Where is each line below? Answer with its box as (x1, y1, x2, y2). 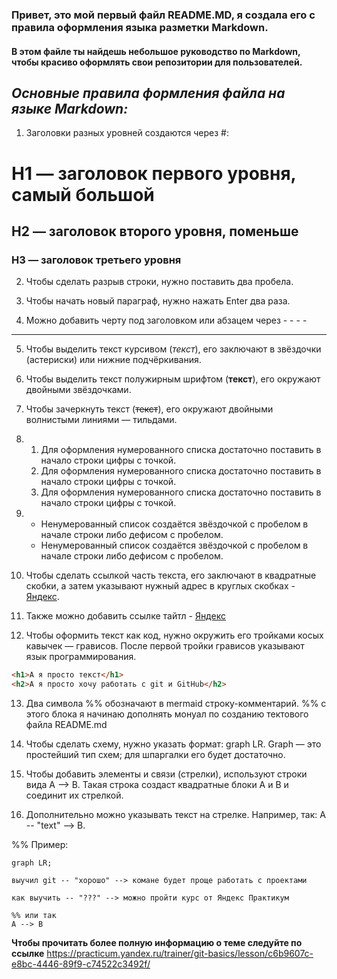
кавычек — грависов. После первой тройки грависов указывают (25, 640, 305, 652)
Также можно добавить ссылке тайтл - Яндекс (25, 610, 226, 622)
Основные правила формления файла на (11, 84, 286, 102)
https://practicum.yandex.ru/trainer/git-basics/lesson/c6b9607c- (46, 947, 314, 959)
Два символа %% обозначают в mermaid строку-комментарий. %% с (25, 697, 327, 709)
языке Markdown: (11, 100, 129, 117)
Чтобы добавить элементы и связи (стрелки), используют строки (25, 768, 308, 780)
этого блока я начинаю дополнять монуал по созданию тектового (25, 708, 309, 720)
